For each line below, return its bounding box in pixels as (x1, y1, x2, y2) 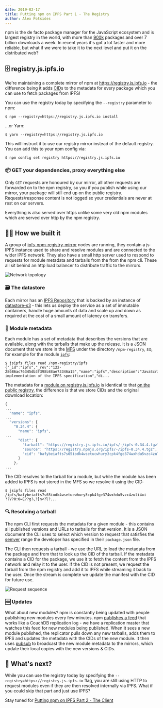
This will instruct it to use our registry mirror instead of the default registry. (5, 141, 154, 147)
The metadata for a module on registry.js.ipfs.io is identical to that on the (5, 382, 150, 388)
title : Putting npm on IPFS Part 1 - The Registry (5, 12, 110, 17)
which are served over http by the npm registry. (5, 215, 100, 221)
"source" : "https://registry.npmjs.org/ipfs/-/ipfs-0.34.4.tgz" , (22, 447, 158, 452)
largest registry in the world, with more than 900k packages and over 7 (5, 34, 147, 40)
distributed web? (5, 50, 39, 56)
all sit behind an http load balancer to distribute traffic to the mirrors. (5, 263, 142, 269)
